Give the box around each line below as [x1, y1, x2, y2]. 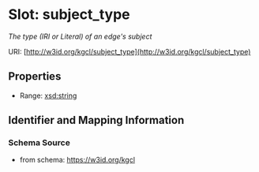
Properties [8, 69, 62, 84]
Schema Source [8, 137, 71, 148]
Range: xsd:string [19, 91, 77, 100]
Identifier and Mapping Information [8, 114, 185, 127]
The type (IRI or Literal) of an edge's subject [8, 32, 152, 41]
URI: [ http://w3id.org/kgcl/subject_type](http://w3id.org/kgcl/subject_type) [8, 47, 251, 56]
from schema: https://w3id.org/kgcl [19, 155, 136, 165]
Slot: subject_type [8, 6, 130, 24]
